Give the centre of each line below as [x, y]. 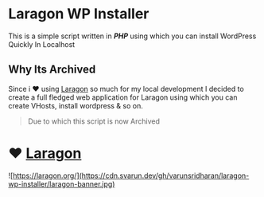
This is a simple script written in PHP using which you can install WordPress [132, 36]
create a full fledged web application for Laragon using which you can [123, 97]
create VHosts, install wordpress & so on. [76, 105]
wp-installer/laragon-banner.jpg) [62, 183]
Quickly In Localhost [42, 44]
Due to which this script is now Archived [94, 121]
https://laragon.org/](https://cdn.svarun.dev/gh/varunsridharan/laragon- [131, 175]
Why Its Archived [52, 70]
